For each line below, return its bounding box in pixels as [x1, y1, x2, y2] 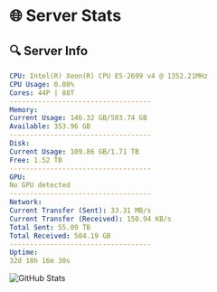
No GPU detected [9, 181, 71, 190]
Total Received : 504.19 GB [9, 231, 111, 240]
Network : [9, 198, 42, 207]
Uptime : [9, 248, 39, 258]
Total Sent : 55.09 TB [9, 222, 91, 231]
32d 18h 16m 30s [9, 257, 71, 266]
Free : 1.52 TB [9, 155, 63, 165]
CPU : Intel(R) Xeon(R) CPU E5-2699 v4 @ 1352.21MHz [9, 71, 208, 80]
